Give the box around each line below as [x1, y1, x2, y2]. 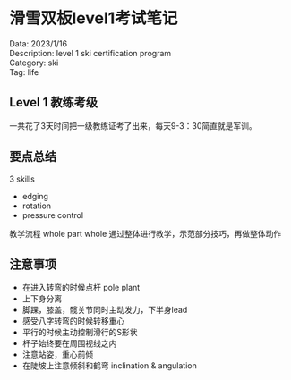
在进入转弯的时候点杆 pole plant [21, 283, 141, 293]
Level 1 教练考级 [9, 95, 98, 110]
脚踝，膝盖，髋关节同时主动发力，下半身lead [21, 305, 188, 316]
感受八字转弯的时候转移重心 [21, 316, 125, 326]
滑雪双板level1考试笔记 [9, 8, 178, 29]
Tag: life [9, 66, 39, 77]
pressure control [21, 209, 83, 220]
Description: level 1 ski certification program [9, 47, 172, 58]
